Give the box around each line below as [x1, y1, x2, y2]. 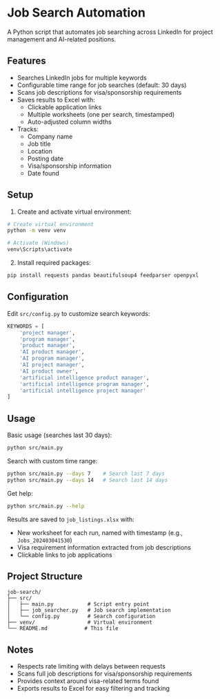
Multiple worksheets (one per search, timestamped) [27, 110, 175, 118]
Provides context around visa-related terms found [17, 677, 159, 685]
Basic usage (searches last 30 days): [7, 431, 112, 440]
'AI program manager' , [19, 355, 85, 362]
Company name [27, 132, 73, 140]
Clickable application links [27, 102, 102, 111]
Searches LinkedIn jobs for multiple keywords [17, 73, 147, 82]
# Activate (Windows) [7, 240, 70, 247]
